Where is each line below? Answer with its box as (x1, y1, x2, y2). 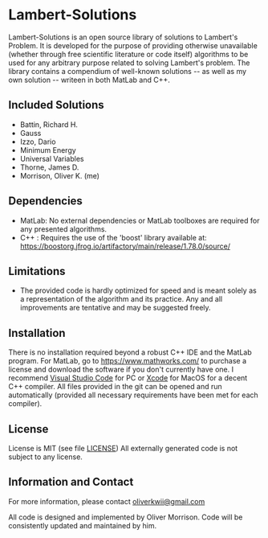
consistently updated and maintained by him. (8, 520, 157, 530)
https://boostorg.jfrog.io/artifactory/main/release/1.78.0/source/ (19, 241, 231, 251)
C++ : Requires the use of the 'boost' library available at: (19, 232, 207, 242)
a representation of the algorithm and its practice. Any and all (19, 294, 223, 304)
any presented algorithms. (19, 224, 107, 234)
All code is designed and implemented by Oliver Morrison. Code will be (8, 512, 243, 522)
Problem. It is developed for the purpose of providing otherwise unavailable (8, 40, 258, 50)
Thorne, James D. (19, 162, 79, 172)
